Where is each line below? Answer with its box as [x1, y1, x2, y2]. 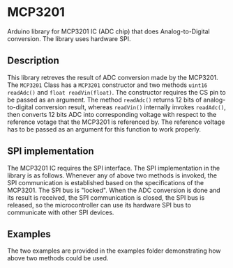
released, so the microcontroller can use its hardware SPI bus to [7, 200, 192, 209]
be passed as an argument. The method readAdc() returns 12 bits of [7, 95, 202, 104]
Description [7, 55, 59, 67]
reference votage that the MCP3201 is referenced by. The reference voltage [7, 118, 225, 126]
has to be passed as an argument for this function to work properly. [7, 125, 201, 133]
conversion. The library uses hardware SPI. [7, 34, 131, 42]
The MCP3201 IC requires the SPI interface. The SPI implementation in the [7, 164, 220, 172]
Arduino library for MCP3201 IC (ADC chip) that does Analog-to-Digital [7, 27, 211, 36]
